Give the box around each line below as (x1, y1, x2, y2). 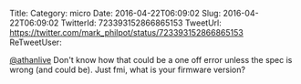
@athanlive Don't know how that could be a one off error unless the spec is (9, 55, 293, 65)
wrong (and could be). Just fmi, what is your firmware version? (9, 64, 246, 75)
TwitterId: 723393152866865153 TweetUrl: (60, 17, 222, 28)
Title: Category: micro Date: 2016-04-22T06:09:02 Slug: (9, 8, 222, 18)
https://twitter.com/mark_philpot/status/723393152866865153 (9, 27, 244, 37)
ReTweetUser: (9, 37, 62, 47)
